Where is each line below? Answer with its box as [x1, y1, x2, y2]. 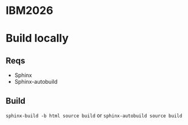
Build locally [5, 32, 69, 46]
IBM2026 [5, 4, 53, 18]
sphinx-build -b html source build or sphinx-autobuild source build [5, 112, 183, 119]
